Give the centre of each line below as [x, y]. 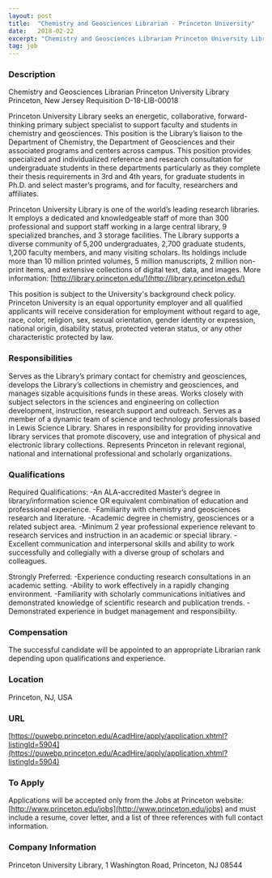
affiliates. [23, 194]
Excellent [23, 544]
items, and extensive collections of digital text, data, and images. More [143, 270]
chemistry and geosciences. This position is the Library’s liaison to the [125, 134]
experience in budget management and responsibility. [147, 611]
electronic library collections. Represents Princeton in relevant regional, [127, 445]
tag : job [23, 46]
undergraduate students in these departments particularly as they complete [134, 168]
